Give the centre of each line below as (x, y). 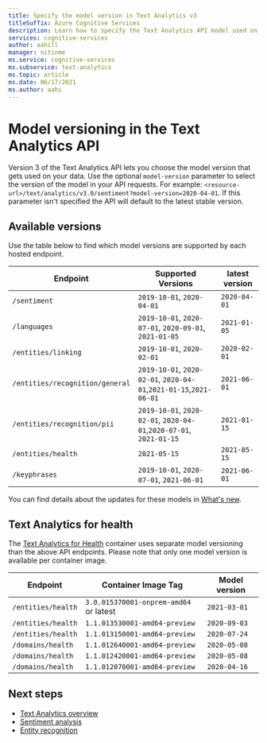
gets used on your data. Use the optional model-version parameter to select (132, 176)
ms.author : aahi (35, 89)
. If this (229, 193)
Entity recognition (48, 730)
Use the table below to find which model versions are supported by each (127, 246)
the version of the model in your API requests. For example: (105, 184)
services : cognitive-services (58, 38)
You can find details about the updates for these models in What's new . (125, 499)
